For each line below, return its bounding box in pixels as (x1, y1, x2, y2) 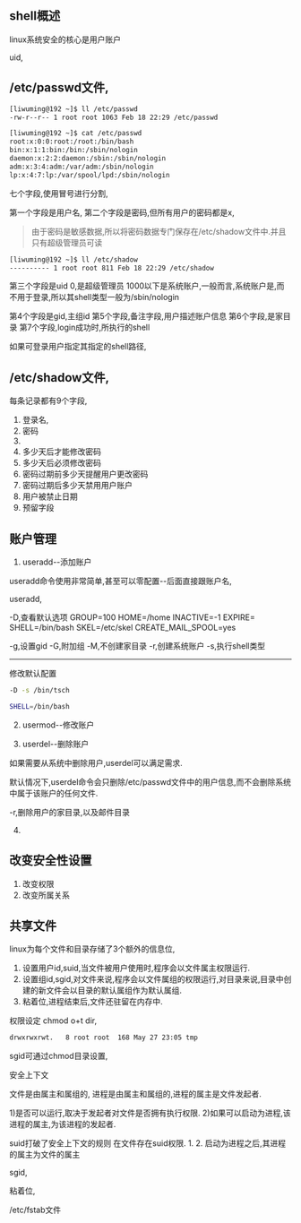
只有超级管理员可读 (30, 237, 103, 248)
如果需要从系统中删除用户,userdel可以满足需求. (9, 757, 184, 768)
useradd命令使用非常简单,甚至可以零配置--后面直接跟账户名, (9, 576, 233, 586)
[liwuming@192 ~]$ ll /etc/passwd (9, 104, 139, 114)
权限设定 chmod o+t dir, (9, 1015, 97, 1026)
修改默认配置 (9, 668, 56, 678)
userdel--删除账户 (21, 738, 90, 749)
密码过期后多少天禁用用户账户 (21, 480, 133, 491)
